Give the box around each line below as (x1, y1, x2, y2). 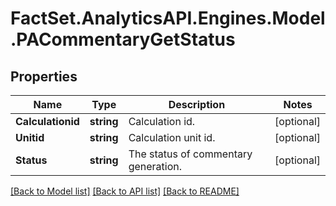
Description (168, 98, 226, 111)
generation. (128, 160, 183, 173)
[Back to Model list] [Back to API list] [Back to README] (10, 185, 240, 197)
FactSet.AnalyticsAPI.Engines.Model (10, 7, 326, 30)
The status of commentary (128, 147, 253, 161)
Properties (10, 68, 78, 85)
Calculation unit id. (128, 131, 216, 144)
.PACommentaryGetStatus (10, 28, 236, 51)
